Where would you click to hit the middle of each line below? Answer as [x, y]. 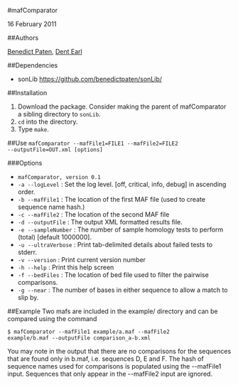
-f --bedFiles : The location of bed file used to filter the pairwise [113, 275]
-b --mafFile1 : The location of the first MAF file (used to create [112, 199]
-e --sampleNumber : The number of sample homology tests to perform [120, 229]
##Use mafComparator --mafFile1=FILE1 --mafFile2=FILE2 [93, 143]
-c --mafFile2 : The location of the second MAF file [93, 215]
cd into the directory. [48, 121]
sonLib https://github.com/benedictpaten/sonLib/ [90, 79]
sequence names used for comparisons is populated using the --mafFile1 [114, 366]
